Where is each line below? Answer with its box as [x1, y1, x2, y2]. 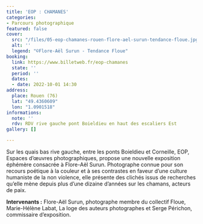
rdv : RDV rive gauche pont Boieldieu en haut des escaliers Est [11, 121, 177, 127]
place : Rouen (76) [11, 93, 59, 99]
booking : [6, 54, 28, 60]
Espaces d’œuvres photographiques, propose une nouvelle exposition [6, 155, 181, 161]
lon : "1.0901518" [11, 104, 56, 110]
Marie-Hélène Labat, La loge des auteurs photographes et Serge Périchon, [6, 205, 192, 211]
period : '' [11, 70, 39, 76]
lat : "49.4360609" [11, 98, 59, 104]
